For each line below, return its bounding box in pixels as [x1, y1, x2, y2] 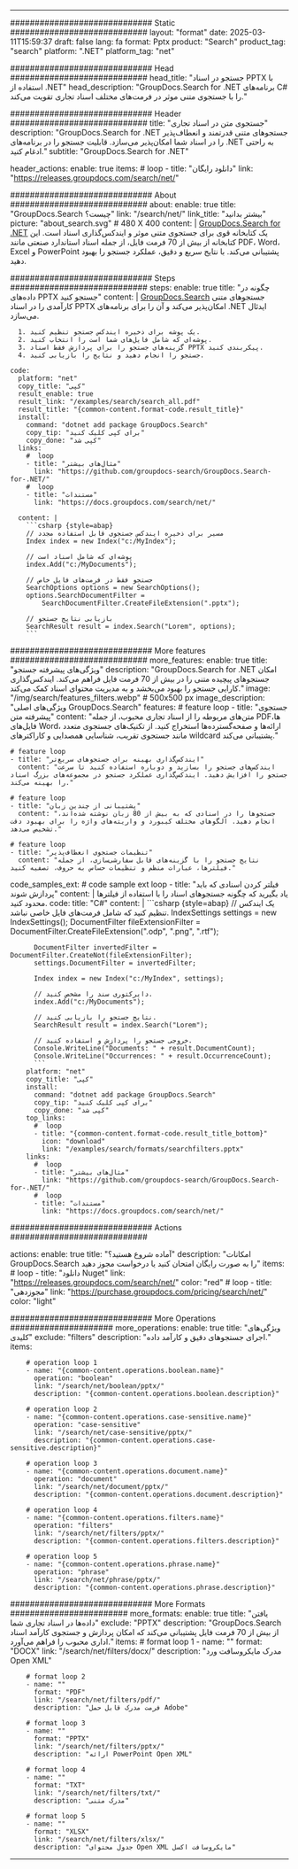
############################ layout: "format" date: [10, 27, 228, 37]
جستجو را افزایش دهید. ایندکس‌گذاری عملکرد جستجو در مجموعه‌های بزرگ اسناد [10, 771, 288, 779]
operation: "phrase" [33, 1568, 110, 1577]
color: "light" [10, 1296, 57, 1307]
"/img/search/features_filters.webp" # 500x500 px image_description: [10, 693, 265, 702]
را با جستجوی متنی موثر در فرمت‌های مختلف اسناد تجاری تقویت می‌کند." [10, 91, 247, 102]
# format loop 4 [26, 1765, 87, 1774]
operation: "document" [33, 1475, 118, 1484]
